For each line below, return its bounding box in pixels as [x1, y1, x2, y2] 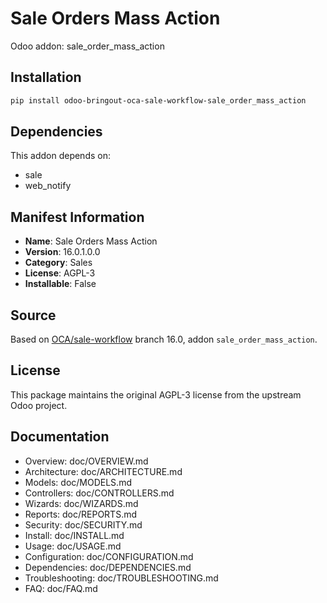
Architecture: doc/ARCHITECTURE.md [24, 465, 183, 477]
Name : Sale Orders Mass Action [24, 235, 158, 247]
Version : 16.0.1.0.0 [24, 246, 101, 258]
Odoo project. [10, 399, 68, 411]
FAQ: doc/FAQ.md [24, 582, 98, 594]
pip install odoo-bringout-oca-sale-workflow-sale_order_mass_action [10, 95, 307, 106]
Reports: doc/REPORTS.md [24, 508, 138, 520]
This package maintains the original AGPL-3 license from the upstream [10, 388, 302, 401]
